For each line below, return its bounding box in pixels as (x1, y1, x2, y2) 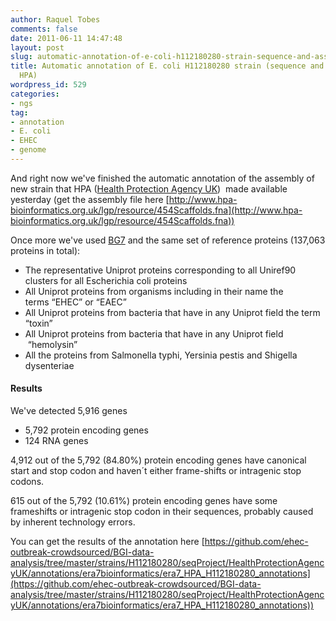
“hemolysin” (27, 338, 78, 350)
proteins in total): (10, 244, 81, 256)
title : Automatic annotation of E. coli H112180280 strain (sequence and (10, 61, 325, 71)
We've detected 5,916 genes (10, 405, 128, 417)
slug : (10, 52, 33, 62)
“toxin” (24, 317, 53, 329)
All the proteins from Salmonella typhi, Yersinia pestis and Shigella (24, 349, 298, 361)
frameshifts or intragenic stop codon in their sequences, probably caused (10, 506, 314, 518)
